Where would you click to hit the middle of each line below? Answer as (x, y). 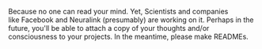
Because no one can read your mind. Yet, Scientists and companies (118, 11)
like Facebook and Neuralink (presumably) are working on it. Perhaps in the (131, 20)
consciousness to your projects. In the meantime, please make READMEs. (129, 36)
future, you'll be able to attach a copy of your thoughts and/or (109, 28)
